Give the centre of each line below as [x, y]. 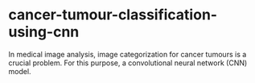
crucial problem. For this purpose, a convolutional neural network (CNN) [128, 63]
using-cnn [44, 32]
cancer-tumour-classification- [113, 15]
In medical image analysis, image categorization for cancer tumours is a [127, 54]
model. [20, 71]
